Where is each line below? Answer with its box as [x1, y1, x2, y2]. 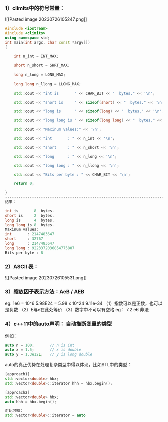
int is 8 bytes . [5, 208, 55, 213]
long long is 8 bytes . [5, 222, 55, 227]
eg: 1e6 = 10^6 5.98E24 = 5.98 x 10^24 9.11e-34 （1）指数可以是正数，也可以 [5, 300, 163, 306]
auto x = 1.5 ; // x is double [5, 347, 81, 352]
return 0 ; [14, 181, 35, 186]
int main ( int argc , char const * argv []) [5, 40, 91, 45]
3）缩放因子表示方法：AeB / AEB [5, 288, 85, 295]
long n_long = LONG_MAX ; [14, 72, 66, 77]
